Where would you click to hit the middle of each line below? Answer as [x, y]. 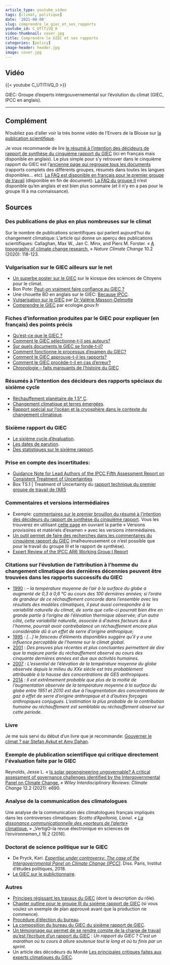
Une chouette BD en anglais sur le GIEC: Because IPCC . [71, 295]
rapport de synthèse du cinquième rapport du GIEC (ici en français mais [80, 154]
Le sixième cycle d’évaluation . [44, 439]
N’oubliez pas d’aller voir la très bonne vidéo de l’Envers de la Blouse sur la [83, 133]
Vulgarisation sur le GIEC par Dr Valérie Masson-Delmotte [73, 300]
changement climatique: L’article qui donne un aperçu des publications [79, 238]
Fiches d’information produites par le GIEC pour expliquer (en [82, 318]
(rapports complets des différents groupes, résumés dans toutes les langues [85, 170]
